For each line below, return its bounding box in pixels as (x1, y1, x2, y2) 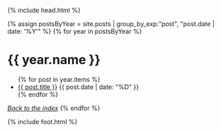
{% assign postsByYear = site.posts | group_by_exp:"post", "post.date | (7, 20, 215, 28)
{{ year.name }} (7, 52, 101, 68)
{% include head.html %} (7, 6, 81, 14)
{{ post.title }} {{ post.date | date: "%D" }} (17, 83, 140, 91)
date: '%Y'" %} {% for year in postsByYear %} (7, 28, 142, 35)
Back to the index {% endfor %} (7, 104, 101, 112)
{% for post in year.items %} (17, 75, 101, 83)
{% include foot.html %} (7, 117, 78, 126)
